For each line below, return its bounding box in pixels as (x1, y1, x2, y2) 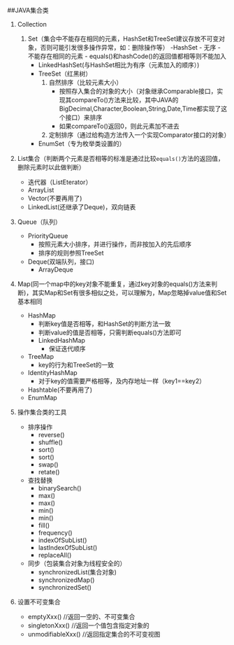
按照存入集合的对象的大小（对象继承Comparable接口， (59, 87, 217, 95)
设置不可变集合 (17, 597, 61, 606)
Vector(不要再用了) (27, 194, 82, 202)
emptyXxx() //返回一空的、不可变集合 (27, 613, 136, 621)
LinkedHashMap (38, 336, 86, 344)
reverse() (38, 431, 65, 439)
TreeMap (27, 353, 54, 360)
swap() (38, 460, 59, 469)
